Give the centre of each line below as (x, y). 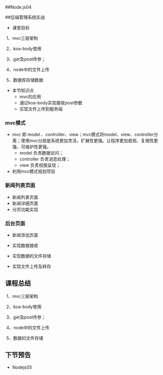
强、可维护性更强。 (32, 147)
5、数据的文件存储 (25, 338)
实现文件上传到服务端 (41, 109)
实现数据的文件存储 (32, 256)
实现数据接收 (25, 245)
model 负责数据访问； (41, 153)
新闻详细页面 (25, 203)
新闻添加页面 (25, 235)
